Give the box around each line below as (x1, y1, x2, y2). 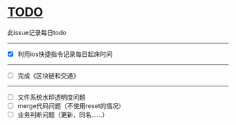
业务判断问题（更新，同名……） (17, 110, 109, 119)
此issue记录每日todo (7, 28, 67, 37)
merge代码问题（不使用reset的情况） (17, 102, 125, 110)
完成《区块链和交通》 (17, 72, 79, 79)
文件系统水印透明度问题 (17, 93, 86, 102)
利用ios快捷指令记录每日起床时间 (17, 50, 112, 58)
